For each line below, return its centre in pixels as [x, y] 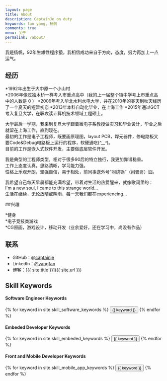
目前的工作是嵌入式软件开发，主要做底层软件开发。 [57, 149]
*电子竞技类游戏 [22, 221]
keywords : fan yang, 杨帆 [31, 24]
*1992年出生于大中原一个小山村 [38, 88]
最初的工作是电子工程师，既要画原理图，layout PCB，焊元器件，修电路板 [80, 136]
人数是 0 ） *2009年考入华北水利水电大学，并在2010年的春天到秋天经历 [87, 101]
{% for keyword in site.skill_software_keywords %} [57, 310]
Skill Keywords [29, 285]
